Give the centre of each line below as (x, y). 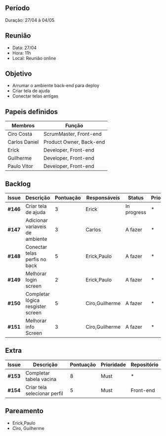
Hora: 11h (21, 53)
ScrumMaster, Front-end (73, 134)
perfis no (36, 260)
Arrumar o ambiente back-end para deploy (56, 86)
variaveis (36, 226)
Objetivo (19, 74)
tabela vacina (41, 379)
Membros (23, 126)
